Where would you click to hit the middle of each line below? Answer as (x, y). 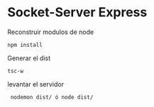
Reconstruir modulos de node (51, 32)
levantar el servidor (35, 84)
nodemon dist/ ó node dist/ (52, 97)
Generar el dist (29, 58)
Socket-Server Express (77, 12)
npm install (25, 45)
